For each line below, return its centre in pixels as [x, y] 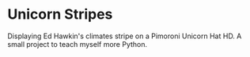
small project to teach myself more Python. [78, 44]
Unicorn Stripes [60, 14]
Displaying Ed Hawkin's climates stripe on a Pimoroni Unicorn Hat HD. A [125, 36]
